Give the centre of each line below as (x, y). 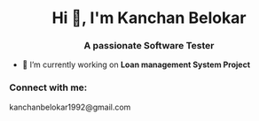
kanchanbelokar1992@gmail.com (70, 107)
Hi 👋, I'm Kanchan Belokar (149, 18)
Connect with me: (48, 87)
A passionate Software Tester (149, 46)
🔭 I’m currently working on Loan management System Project (136, 64)
